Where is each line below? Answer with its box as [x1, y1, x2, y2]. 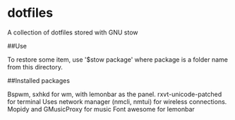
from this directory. [7, 62, 64, 71]
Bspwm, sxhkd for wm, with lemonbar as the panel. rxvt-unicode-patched [7, 90, 222, 98]
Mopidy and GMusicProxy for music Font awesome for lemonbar [7, 105, 195, 113]
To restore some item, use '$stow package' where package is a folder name [7, 55, 228, 64]
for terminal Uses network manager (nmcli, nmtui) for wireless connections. [7, 97, 227, 106]
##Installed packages [7, 76, 71, 85]
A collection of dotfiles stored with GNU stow [7, 28, 139, 36]
